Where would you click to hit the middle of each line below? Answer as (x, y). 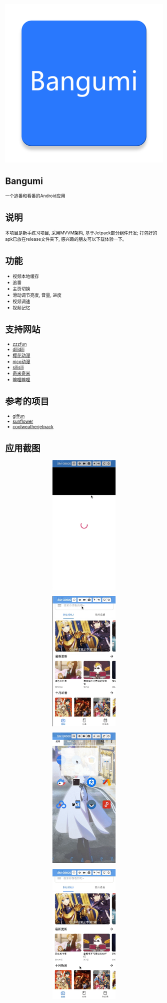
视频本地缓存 (25, 276)
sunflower (23, 421)
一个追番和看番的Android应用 (35, 196)
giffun (18, 416)
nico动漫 (21, 361)
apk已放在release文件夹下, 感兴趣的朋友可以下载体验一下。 (66, 239)
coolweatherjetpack (33, 426)
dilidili (18, 349)
